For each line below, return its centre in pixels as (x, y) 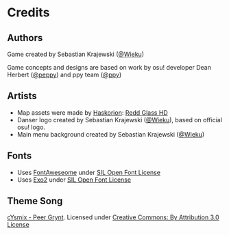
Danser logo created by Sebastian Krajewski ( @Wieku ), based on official (120, 120)
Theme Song (35, 201)
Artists (22, 96)
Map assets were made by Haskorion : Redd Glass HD (92, 112)
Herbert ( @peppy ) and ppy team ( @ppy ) (64, 74)
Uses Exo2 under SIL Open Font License (74, 180)
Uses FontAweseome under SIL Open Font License (89, 172)
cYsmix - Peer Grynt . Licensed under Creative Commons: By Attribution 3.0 (113, 217)
